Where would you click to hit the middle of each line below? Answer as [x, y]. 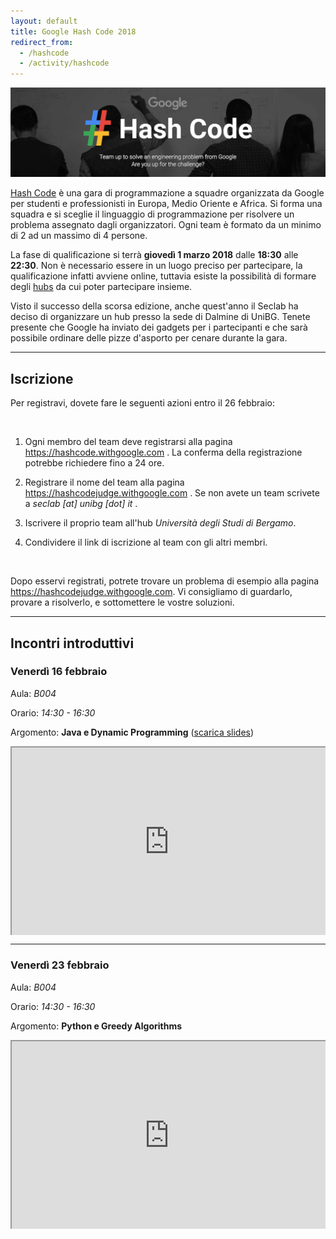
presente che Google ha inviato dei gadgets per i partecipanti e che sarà [159, 327]
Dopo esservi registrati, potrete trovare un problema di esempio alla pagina [165, 581]
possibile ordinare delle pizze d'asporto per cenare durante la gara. [149, 338]
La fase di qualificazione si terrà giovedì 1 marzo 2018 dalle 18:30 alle [154, 255]
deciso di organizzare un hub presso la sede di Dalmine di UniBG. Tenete [160, 317]
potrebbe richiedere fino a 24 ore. [94, 463]
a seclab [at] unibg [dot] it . [81, 504]
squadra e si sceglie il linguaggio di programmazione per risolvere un [152, 214]
